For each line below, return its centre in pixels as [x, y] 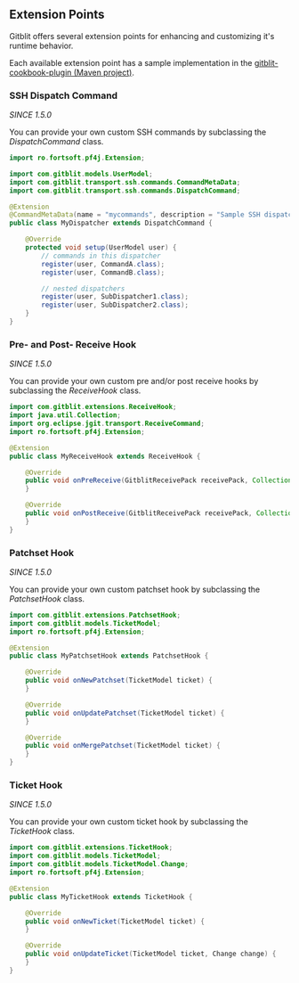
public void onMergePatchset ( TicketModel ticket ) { [123, 746]
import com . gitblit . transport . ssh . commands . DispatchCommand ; [125, 191]
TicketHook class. [42, 831]
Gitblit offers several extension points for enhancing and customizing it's [142, 36]
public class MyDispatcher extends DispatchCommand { [111, 223]
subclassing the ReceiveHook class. [75, 390]
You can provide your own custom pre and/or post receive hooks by [134, 381]
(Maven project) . [104, 72]
